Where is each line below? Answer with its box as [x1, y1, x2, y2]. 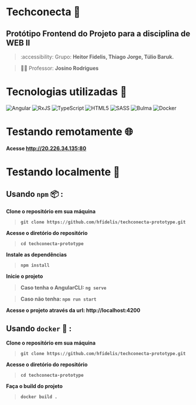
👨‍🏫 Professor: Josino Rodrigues [20, 64, 99, 72]
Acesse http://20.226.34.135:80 [6, 145, 87, 152]
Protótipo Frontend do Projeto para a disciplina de [6, 29, 191, 39]
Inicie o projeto [6, 273, 43, 280]
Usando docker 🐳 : [6, 324, 72, 333]
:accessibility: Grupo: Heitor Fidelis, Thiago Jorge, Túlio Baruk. [20, 53, 174, 60]
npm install [20, 262, 50, 268]
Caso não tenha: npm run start [20, 295, 97, 302]
